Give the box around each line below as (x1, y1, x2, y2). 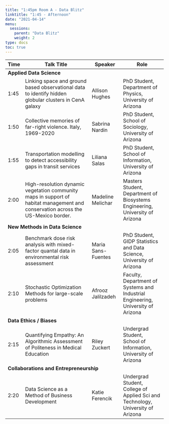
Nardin (92, 126, 108, 133)
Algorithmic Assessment (25, 337, 83, 345)
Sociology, (123, 123, 148, 130)
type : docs (5, 40, 28, 45)
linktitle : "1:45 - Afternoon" (5, 12, 71, 17)
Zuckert (92, 344, 111, 351)
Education (25, 350, 49, 357)
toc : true (5, 45, 26, 50)
